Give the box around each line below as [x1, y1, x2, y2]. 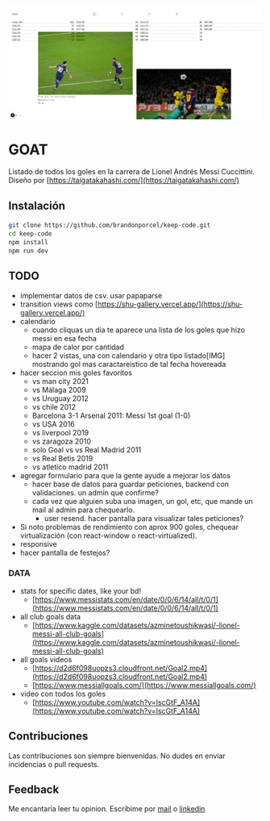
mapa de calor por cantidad [31, 342, 125, 352]
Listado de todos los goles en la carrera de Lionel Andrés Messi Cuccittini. [8, 167, 255, 177]
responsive [19, 539, 58, 548]
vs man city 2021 [31, 376, 89, 385]
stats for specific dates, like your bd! [19, 586, 142, 595]
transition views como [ [19, 299, 98, 309]
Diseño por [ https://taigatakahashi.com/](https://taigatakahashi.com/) [8, 176, 239, 185]
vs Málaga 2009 [31, 385, 86, 394]
